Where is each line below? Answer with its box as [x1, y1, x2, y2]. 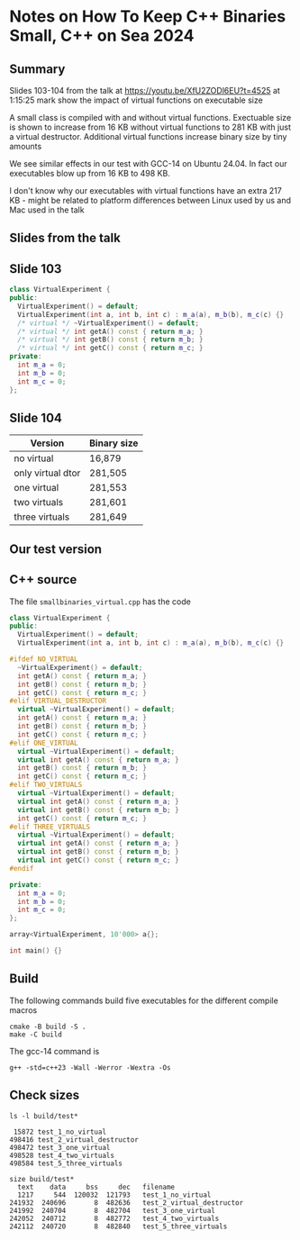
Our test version [9, 541, 102, 557]
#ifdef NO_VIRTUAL [9, 655, 78, 664]
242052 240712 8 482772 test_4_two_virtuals [9, 1214, 220, 1223]
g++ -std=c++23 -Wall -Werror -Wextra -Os [9, 1063, 171, 1073]
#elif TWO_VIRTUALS [9, 781, 83, 790]
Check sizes [9, 1088, 79, 1103]
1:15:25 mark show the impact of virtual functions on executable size [9, 95, 263, 105]
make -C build [9, 1029, 63, 1039]
